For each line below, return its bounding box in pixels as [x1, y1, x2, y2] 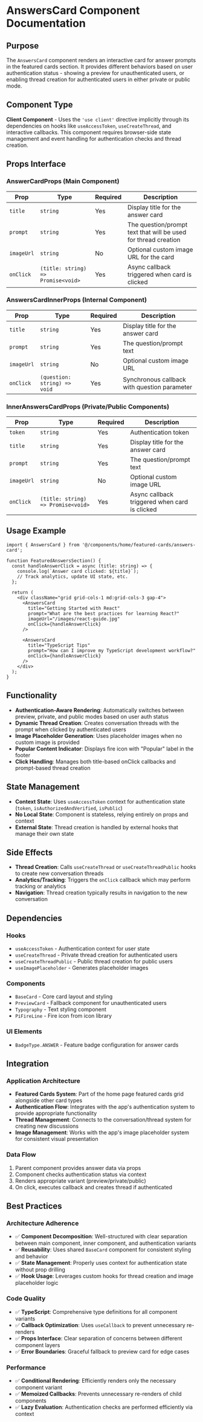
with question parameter [123, 383, 192, 391]
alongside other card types [14, 1097, 83, 1104]
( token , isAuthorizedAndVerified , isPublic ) [14, 804, 123, 812]
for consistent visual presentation [14, 1136, 98, 1143]
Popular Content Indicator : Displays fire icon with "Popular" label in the [14, 745, 194, 752]
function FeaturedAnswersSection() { [6, 557, 101, 564]
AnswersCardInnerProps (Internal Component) [6, 296, 147, 304]
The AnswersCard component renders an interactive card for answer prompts [6, 57, 196, 63]
